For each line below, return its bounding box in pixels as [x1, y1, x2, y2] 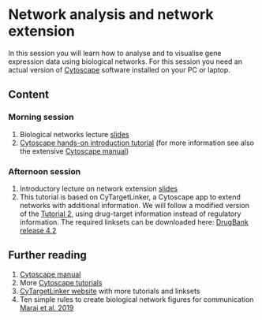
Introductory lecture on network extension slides [19, 184, 178, 193]
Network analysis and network [8, 6, 214, 24]
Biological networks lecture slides [19, 129, 129, 139]
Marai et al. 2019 [19, 303, 74, 312]
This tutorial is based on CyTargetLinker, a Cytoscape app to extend [19, 192, 241, 202]
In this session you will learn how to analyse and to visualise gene [8, 48, 222, 58]
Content [8, 88, 50, 102]
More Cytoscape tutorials [19, 277, 103, 287]
